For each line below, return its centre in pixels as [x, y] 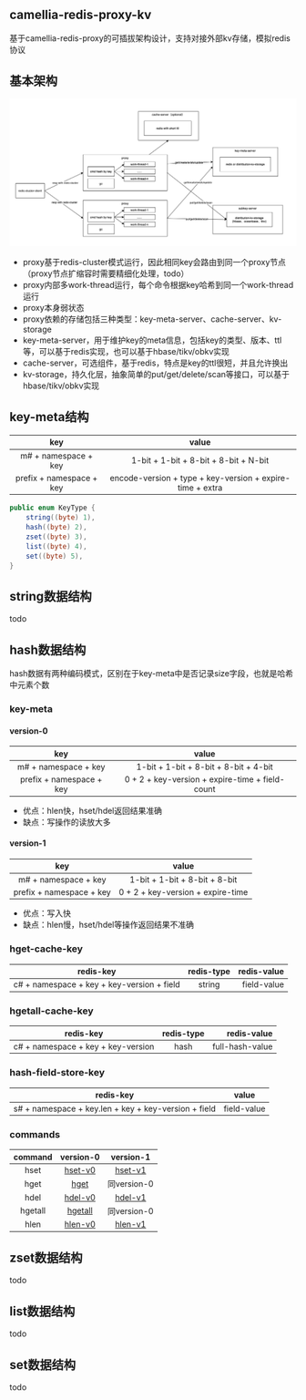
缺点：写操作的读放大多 [66, 822]
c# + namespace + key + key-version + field [97, 984]
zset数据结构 [46, 1257]
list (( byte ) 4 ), [57, 546]
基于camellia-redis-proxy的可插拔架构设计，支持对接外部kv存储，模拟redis [150, 38]
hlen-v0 [80, 1224]
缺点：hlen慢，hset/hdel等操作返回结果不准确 [108, 925]
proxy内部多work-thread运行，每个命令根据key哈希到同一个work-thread [158, 285]
